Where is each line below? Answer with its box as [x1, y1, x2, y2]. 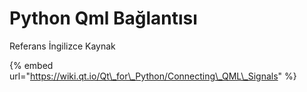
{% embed [9, 59, 54, 71]
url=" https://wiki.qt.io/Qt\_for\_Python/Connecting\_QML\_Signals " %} [9, 70, 297, 82]
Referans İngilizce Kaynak [9, 40, 116, 52]
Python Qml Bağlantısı [9, 7, 198, 30]
